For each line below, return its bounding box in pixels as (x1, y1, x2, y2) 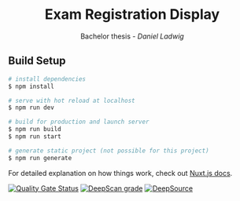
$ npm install (8, 82, 55, 90)
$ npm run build (8, 126, 61, 133)
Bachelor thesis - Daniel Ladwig (79, 31, 185, 41)
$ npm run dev (8, 104, 55, 111)
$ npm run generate (8, 154, 72, 162)
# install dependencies (8, 75, 87, 83)
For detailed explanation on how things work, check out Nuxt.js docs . (8, 168, 233, 177)
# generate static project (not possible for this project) (8, 147, 210, 155)
